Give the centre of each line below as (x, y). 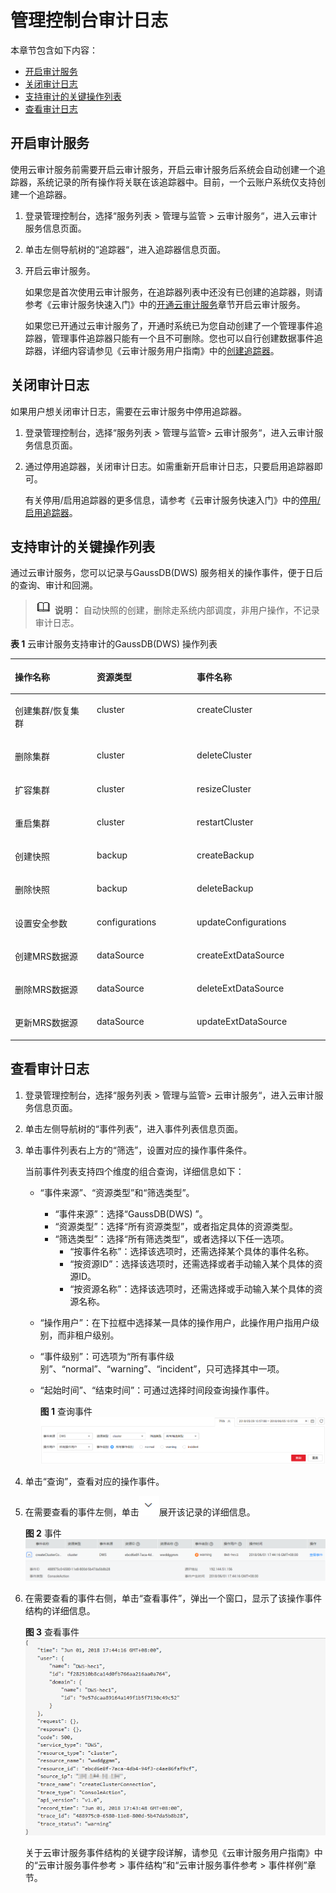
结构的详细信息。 (60, 1611)
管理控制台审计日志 (89, 20)
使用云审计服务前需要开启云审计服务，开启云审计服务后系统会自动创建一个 (163, 169)
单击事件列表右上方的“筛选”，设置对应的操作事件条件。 (138, 1150)
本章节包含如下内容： (54, 50)
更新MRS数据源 (46, 1023)
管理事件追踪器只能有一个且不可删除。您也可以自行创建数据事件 (183, 338)
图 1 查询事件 (66, 1411)
